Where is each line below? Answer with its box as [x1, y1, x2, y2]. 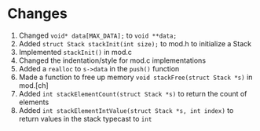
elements [18, 97, 49, 107]
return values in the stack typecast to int [18, 114, 152, 123]
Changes [7, 5, 68, 23]
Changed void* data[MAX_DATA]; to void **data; [18, 31, 178, 40]
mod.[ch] [18, 80, 49, 90]
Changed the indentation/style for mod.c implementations [18, 56, 206, 65]
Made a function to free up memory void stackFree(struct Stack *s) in [18, 72, 253, 82]
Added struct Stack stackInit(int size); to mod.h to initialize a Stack [18, 38, 252, 48]
